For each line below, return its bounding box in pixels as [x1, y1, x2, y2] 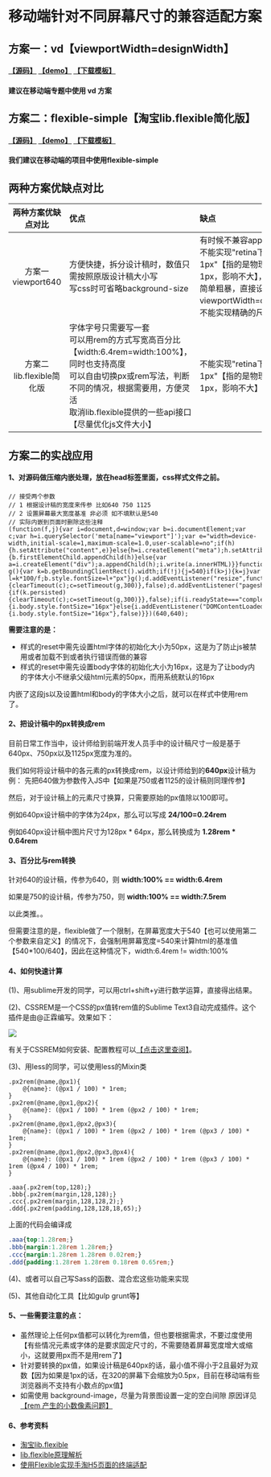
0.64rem [8, 836, 39, 845]
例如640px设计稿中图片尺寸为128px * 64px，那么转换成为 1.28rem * [8, 826, 236, 837]
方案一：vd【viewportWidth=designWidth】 [8, 42, 235, 56]
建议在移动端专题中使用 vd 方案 [8, 85, 113, 95]
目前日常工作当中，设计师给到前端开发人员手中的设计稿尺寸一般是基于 [8, 738, 241, 748]
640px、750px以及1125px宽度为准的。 [8, 748, 137, 758]
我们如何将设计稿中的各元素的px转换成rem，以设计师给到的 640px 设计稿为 [8, 765, 257, 775]
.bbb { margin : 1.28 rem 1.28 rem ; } [8, 1244, 113, 1252]
